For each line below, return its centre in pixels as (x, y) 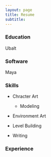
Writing (20, 136)
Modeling (30, 106)
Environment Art (29, 116)
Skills (12, 85)
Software (17, 61)
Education (18, 37)
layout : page (19, 10)
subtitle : (15, 19)
